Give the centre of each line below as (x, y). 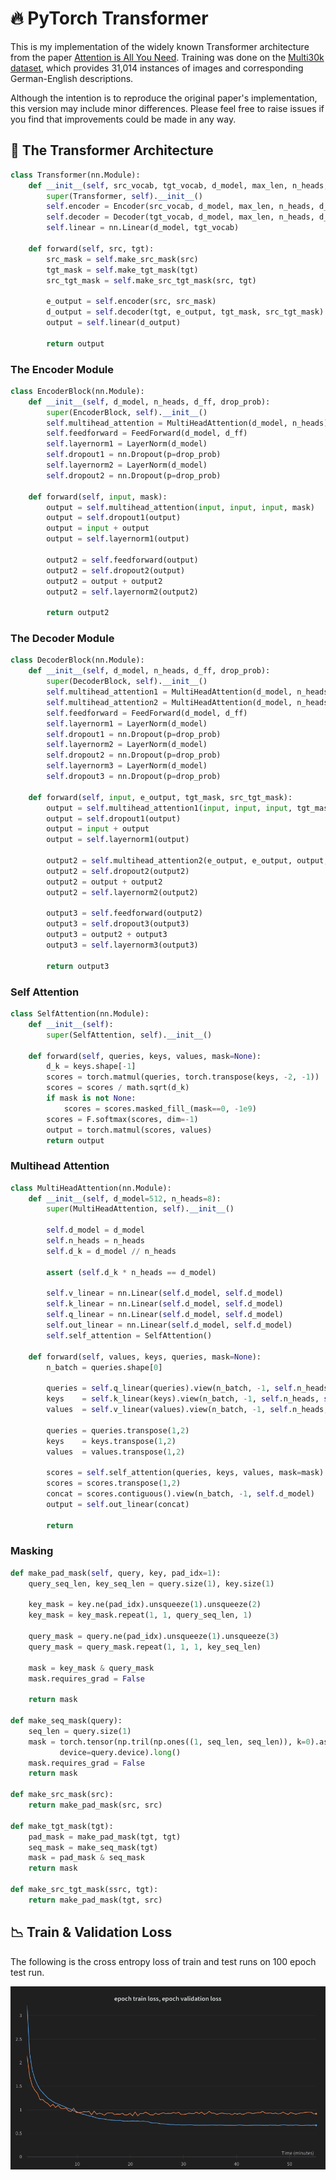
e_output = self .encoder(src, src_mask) (131, 302)
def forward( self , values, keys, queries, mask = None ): (145, 1357)
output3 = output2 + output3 (107, 935)
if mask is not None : (91, 1098)
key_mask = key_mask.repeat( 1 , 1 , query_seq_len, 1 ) (140, 1615)
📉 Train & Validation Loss (91, 1932)
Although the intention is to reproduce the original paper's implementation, (164, 98)
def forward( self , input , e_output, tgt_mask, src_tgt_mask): (160, 797)
